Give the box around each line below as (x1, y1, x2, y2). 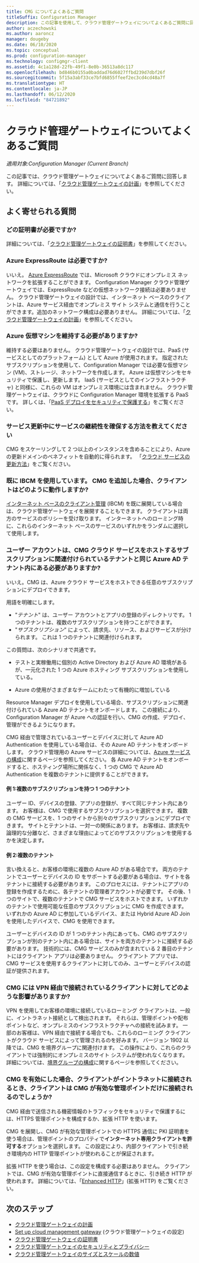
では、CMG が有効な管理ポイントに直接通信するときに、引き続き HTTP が (11, 1170, 192, 1177)
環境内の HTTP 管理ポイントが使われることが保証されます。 (11, 1150, 158, 1157)
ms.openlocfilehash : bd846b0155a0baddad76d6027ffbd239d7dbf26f (6, 69, 166, 75)
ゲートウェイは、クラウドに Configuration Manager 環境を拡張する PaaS (11, 391, 189, 398)
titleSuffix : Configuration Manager (6, 14, 97, 20)
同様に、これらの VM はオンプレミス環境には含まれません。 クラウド (20, 383, 188, 390)
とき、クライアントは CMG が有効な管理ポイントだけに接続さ (12, 1084, 187, 1092)
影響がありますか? (18, 992, 70, 1001)
